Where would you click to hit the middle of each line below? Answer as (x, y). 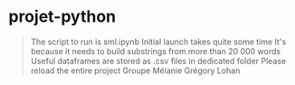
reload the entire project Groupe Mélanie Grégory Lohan (135, 71)
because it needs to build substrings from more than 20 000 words (156, 51)
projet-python (62, 17)
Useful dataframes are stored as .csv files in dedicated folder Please (158, 61)
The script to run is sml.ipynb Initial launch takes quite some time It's (158, 42)
